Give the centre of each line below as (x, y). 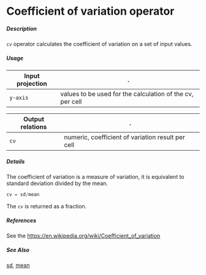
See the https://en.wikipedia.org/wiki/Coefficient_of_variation (83, 235)
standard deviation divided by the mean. (57, 183)
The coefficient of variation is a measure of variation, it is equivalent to (95, 177)
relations (34, 127)
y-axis (19, 98)
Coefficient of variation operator (90, 11)
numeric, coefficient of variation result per (124, 137)
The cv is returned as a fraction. (47, 206)
